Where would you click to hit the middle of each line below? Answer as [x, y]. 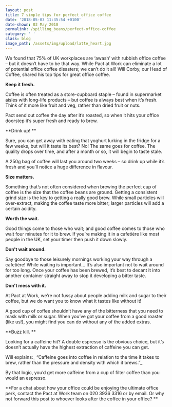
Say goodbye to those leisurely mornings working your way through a [79, 259]
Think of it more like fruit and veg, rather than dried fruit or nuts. [73, 105]
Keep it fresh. [20, 84]
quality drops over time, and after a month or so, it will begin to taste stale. [84, 151]
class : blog [18, 39]
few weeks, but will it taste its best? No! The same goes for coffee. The [80, 146]
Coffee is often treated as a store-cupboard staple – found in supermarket [83, 94]
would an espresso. [26, 378]
